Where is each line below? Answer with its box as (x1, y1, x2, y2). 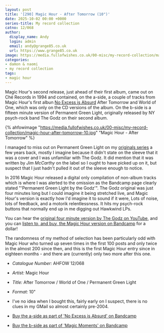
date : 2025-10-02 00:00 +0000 (5, 16, 67, 21)
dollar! (5, 226, 18, 232)
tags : (5, 71, 16, 76)
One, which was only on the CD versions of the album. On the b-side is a (5, 104, 151, 110)
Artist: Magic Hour (12, 270, 49, 276)
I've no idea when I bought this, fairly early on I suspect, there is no (12, 298, 148, 304)
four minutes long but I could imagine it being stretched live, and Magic (5, 190, 148, 196)
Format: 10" (12, 288, 36, 294)
